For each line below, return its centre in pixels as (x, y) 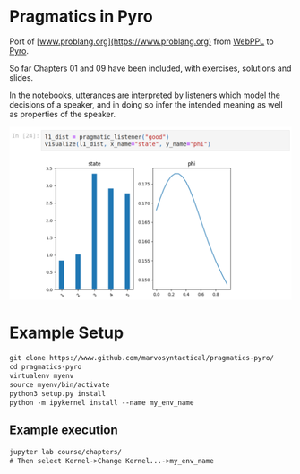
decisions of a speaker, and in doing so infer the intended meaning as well (146, 104)
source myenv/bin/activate (60, 384)
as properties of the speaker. (63, 114)
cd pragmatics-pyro (46, 366)
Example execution (64, 431)
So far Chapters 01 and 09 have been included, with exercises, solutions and (150, 68)
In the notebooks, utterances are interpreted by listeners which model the (145, 95)
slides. (21, 77)
